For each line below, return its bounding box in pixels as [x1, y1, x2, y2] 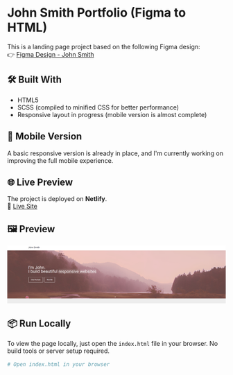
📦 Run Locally [7, 317, 71, 329]
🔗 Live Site [7, 202, 38, 211]
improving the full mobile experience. [7, 156, 114, 164]
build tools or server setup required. [7, 347, 110, 355]
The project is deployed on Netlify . [7, 195, 107, 203]
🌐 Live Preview [7, 176, 74, 188]
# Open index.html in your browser [7, 361, 110, 368]
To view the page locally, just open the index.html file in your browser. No [7, 340, 218, 348]
